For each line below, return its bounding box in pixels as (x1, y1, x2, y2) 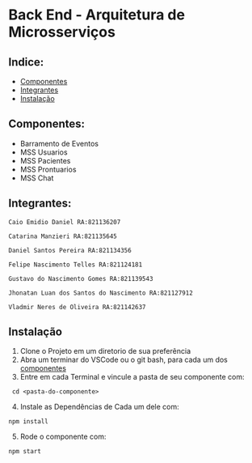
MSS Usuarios (19, 147, 68, 157)
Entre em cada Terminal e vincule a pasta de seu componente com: (19, 372, 245, 382)
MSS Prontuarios (19, 164, 77, 174)
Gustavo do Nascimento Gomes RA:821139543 (8, 274, 153, 282)
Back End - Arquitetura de (8, 6, 186, 24)
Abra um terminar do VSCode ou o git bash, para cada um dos (19, 355, 228, 365)
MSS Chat (19, 172, 54, 183)
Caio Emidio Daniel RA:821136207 (8, 218, 121, 226)
